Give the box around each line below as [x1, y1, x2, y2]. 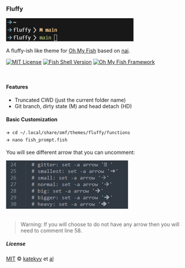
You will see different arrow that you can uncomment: [6, 149, 135, 156]
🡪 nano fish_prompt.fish [6, 137, 68, 143]
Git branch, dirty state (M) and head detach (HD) [14, 102, 132, 109]
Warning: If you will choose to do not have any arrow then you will [20, 221, 180, 228]
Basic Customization [6, 116, 58, 123]
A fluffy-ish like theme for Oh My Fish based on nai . [6, 47, 131, 54]
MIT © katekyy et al [6, 255, 54, 262]
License [6, 240, 26, 248]
